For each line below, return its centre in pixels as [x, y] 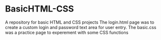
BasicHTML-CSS [40, 9]
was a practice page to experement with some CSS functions [67, 32]
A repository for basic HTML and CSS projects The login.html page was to [80, 22]
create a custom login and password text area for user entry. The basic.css [81, 27]
